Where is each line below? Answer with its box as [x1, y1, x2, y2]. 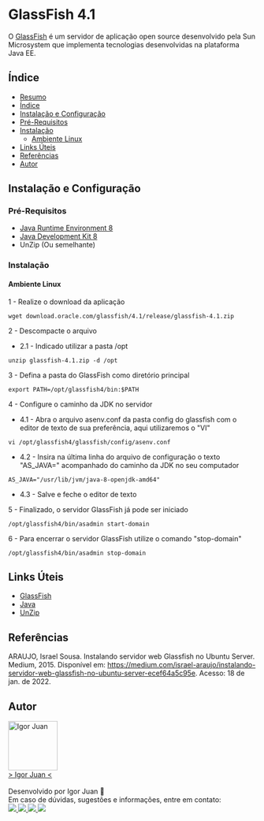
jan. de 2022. [8, 677, 51, 686]
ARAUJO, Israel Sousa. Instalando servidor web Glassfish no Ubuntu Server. [8, 652, 255, 661]
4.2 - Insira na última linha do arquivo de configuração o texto [19, 451, 221, 462]
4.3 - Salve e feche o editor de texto [19, 489, 137, 499]
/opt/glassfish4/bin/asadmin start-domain [8, 520, 150, 528]
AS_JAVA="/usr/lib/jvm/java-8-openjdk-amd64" [8, 475, 160, 484]
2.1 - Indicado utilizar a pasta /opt [19, 341, 128, 351]
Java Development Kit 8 [19, 232, 98, 241]
